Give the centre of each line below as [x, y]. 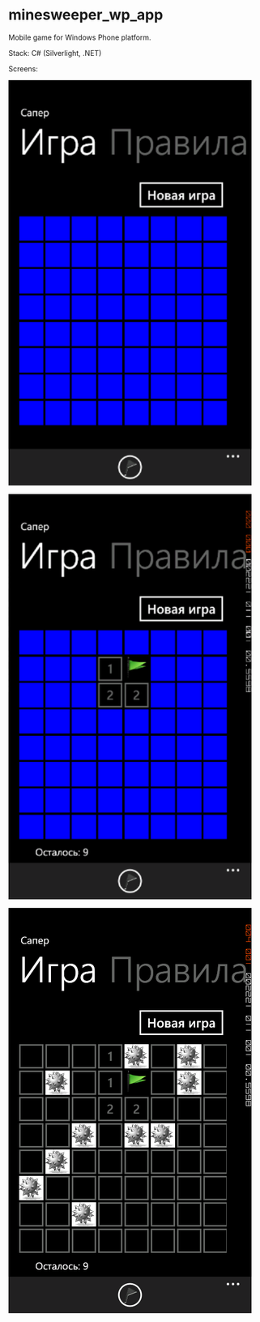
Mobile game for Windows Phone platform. [80, 37]
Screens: [23, 68]
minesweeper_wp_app [86, 15]
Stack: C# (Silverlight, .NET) [55, 53]
